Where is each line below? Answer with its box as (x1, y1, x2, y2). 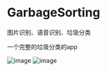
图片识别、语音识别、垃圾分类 (7, 28, 91, 36)
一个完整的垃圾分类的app (7, 42, 78, 51)
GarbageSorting (7, 5, 101, 20)
